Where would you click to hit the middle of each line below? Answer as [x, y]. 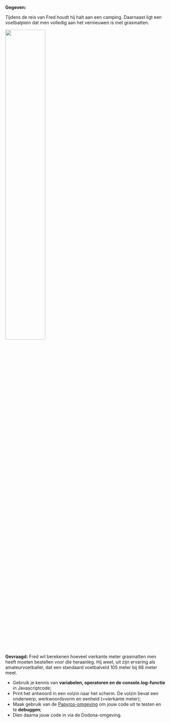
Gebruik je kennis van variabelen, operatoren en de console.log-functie [89, 683]
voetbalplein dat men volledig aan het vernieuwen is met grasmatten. [77, 23]
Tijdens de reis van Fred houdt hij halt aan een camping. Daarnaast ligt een [83, 17]
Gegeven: [16, 7]
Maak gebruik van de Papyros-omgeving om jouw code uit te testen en [87, 704]
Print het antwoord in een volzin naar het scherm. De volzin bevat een [86, 693]
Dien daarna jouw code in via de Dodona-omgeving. [67, 715]
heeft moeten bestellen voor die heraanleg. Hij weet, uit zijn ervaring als [80, 662]
